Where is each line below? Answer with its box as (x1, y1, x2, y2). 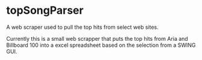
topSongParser (6, 4, 84, 17)
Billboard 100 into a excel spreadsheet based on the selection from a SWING (6, 41, 196, 49)
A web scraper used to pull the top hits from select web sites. (6, 23, 159, 31)
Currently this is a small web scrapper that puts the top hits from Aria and (6, 35, 188, 42)
